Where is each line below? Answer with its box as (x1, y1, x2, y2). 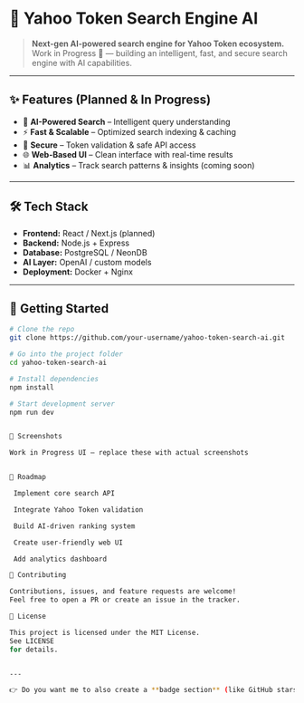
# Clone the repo (9, 325, 75, 334)
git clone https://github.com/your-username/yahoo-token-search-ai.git (9, 333, 285, 342)
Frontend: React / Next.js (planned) (22, 227, 156, 238)
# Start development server (9, 399, 116, 409)
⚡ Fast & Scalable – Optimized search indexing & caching (22, 126, 237, 137)
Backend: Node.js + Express (22, 237, 129, 248)
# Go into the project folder (9, 350, 124, 359)
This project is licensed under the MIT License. (9, 628, 201, 637)
